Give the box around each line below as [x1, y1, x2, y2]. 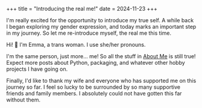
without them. [6, 96, 41, 103]
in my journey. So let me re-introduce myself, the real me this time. [6, 29, 172, 37]
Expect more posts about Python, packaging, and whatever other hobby [6, 59, 185, 66]
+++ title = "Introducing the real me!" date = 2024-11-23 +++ [6, 5, 158, 12]
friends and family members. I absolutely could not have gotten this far [6, 90, 182, 97]
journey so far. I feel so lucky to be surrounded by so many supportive [6, 83, 181, 91]
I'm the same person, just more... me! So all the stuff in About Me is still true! [6, 53, 196, 59]
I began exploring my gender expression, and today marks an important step [6, 23, 197, 30]
